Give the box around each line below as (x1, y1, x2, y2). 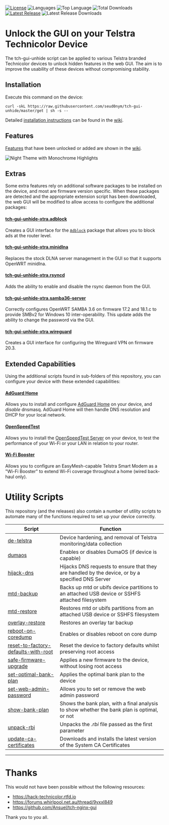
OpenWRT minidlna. (5, 261, 47, 267)
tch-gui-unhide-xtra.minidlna (5, 244, 69, 250)
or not (59, 712, 74, 719)
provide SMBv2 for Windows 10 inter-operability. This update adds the (5, 312, 151, 318)
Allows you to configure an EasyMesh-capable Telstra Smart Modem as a (5, 462, 157, 469)
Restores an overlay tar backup (59, 619, 133, 626)
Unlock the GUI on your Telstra (5, 28, 136, 39)
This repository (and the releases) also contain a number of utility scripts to (5, 508, 161, 514)
